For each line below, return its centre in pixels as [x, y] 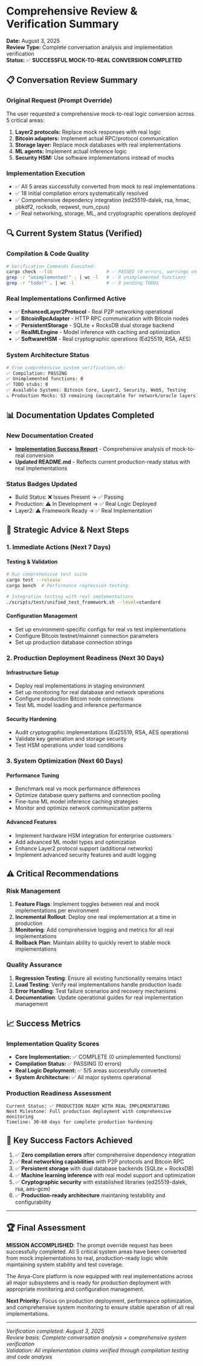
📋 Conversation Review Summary [72, 80]
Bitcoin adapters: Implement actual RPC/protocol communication [96, 138]
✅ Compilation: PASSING [37, 373]
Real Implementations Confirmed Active [66, 299]
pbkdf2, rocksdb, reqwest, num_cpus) [62, 206]
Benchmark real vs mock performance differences [78, 789]
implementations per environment [57, 911]
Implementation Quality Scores [53, 1043]
